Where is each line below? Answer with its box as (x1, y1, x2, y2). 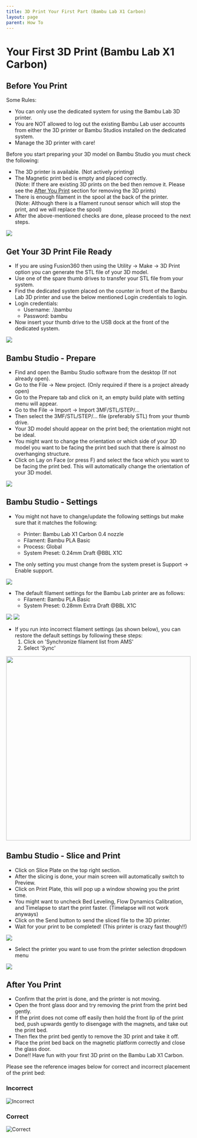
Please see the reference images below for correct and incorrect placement (6, 1063, 191, 1070)
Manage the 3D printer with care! (14, 139, 96, 146)
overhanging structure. (14, 450, 71, 457)
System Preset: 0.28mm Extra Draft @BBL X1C (23, 602, 137, 609)
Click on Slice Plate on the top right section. (14, 866, 121, 873)
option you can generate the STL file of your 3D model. (14, 269, 149, 276)
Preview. (14, 879, 36, 886)
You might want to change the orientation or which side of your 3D (14, 438, 177, 445)
